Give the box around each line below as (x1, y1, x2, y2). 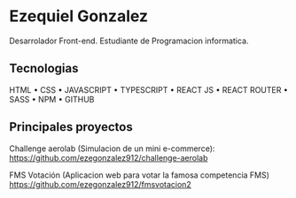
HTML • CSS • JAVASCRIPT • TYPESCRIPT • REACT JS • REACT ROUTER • (9, 84, 288, 95)
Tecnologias (9, 61, 79, 76)
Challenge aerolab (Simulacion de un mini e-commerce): (9, 143, 215, 154)
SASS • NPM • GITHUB (9, 94, 95, 104)
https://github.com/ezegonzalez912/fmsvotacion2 (9, 179, 192, 189)
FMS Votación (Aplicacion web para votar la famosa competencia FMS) (9, 170, 270, 180)
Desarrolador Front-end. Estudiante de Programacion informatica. (9, 35, 249, 46)
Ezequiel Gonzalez (9, 6, 149, 27)
